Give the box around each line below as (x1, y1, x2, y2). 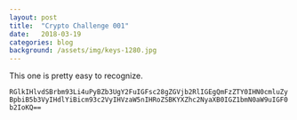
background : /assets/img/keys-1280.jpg (9, 46, 157, 55)
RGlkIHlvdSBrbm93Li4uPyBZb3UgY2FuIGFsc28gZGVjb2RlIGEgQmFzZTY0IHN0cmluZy (9, 88, 289, 97)
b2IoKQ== (9, 103, 42, 112)
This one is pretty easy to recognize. (9, 70, 144, 81)
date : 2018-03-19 (9, 29, 82, 38)
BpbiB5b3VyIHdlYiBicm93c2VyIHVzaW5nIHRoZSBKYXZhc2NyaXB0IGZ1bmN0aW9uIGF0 (9, 95, 289, 105)
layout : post (9, 12, 58, 22)
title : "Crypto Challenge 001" (9, 21, 129, 30)
